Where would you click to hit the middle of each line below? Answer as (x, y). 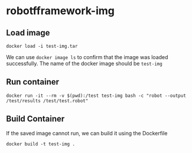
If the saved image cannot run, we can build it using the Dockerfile (87, 133)
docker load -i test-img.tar (42, 46)
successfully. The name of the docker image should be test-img (84, 64)
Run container (33, 82)
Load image (28, 33)
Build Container (35, 119)
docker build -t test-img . (41, 144)
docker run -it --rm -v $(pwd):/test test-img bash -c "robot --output (96, 96)
